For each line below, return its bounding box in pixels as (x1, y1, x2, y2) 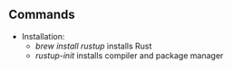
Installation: (21, 31, 65, 41)
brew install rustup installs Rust (34, 40, 152, 51)
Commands (8, 7, 76, 22)
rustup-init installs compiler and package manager (34, 49, 224, 61)
